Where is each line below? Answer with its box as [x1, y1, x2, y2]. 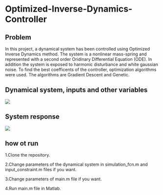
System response [5, 113, 60, 121]
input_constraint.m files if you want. [5, 167, 77, 173]
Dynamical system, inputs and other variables [5, 86, 148, 94]
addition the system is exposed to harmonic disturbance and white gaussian [5, 62, 159, 67]
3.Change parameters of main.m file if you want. [5, 176, 102, 182]
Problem [5, 33, 32, 41]
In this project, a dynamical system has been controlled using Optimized [5, 46, 150, 52]
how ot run [5, 140, 39, 148]
